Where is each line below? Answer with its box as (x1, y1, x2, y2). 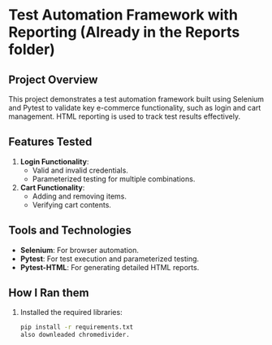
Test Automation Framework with (8, 6, 238, 24)
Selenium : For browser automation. (19, 245, 140, 255)
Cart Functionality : (19, 182, 85, 192)
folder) (8, 41, 55, 59)
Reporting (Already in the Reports (8, 23, 240, 41)
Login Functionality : (19, 156, 89, 166)
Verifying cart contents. (32, 199, 112, 209)
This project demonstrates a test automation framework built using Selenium (8, 94, 265, 103)
